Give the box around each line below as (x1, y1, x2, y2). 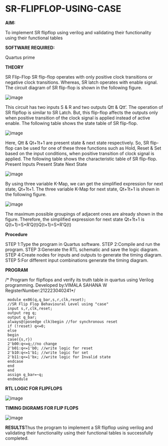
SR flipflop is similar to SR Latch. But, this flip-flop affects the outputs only (5, 109, 158, 115)
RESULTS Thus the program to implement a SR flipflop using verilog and (5, 424, 153, 430)
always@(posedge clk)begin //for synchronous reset (7, 319, 118, 324)
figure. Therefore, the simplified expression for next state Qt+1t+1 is (5, 216, 144, 222)
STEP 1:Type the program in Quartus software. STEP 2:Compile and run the (5, 241, 160, 247)
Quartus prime (5, 54, 35, 60)
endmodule (7, 376, 28, 381)
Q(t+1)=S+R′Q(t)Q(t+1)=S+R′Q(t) (5, 221, 72, 227)
